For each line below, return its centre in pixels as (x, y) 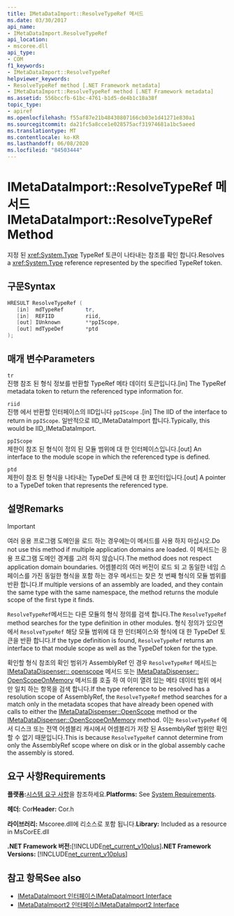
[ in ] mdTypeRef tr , (56, 309)
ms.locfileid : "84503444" (45, 150)
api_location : (28, 40)
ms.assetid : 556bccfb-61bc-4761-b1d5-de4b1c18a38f (82, 99)
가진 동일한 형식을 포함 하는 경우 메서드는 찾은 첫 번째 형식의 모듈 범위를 (129, 575)
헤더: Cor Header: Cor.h (41, 809)
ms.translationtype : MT (42, 131)
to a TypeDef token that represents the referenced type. (88, 485)
